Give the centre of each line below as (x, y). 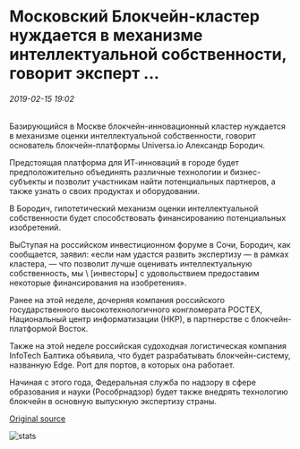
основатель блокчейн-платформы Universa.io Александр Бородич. (137, 146)
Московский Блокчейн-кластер (134, 17)
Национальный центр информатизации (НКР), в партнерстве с (129, 319)
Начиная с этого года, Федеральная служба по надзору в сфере (133, 383)
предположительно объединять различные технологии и (119, 173)
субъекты (28, 182)
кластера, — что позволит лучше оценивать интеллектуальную (131, 264)
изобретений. (35, 228)
